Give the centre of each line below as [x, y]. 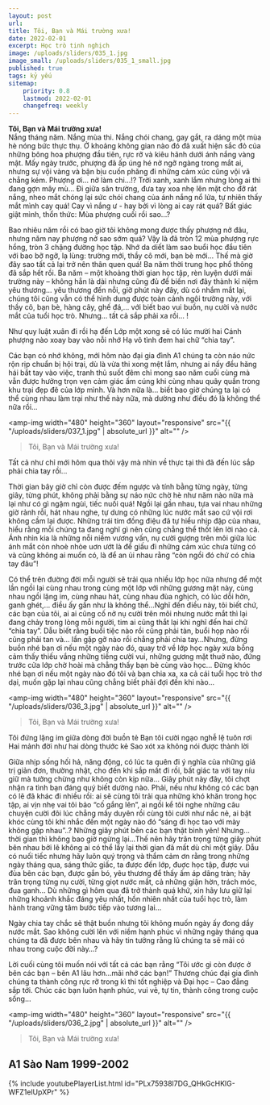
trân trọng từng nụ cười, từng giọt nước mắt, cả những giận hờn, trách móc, [133, 882]
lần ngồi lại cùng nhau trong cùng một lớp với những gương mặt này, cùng [131, 588]
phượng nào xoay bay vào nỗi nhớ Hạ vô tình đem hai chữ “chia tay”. [122, 340]
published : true [35, 69]
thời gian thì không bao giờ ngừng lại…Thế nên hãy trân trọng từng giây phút [135, 839]
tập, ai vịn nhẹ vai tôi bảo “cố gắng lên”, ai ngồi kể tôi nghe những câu [124, 805]
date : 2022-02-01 [37, 38]
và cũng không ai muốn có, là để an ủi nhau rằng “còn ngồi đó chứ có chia [132, 555]
